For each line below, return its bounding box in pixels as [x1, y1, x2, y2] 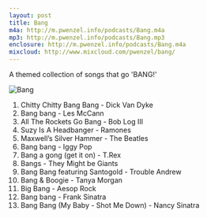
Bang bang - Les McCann [20, 109, 105, 118]
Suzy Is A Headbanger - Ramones [20, 125, 131, 135]
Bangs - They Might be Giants [20, 159, 119, 168]
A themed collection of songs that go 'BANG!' [9, 70, 157, 79]
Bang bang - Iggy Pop [20, 142, 92, 151]
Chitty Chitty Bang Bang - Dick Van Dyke [20, 100, 153, 109]
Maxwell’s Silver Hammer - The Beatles [20, 134, 149, 142]
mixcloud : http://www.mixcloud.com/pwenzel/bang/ [9, 48, 176, 56]
